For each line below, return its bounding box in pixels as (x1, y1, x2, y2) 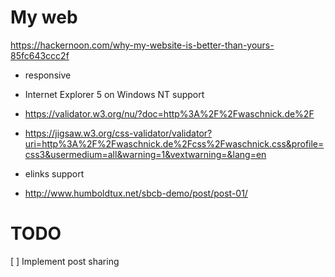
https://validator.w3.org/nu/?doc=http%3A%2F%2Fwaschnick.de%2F (24, 107, 315, 120)
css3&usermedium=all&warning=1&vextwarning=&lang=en (24, 148, 267, 160)
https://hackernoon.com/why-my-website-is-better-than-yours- (10, 39, 275, 51)
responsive (24, 69, 72, 81)
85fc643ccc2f (10, 49, 70, 61)
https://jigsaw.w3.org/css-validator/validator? (24, 127, 213, 139)
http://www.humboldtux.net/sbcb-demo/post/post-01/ (24, 187, 248, 199)
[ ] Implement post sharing (10, 255, 120, 267)
